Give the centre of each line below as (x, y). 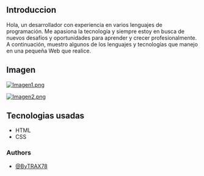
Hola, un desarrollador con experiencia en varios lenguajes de (85, 24)
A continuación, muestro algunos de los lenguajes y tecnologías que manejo (102, 44)
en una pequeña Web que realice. (49, 51)
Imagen (21, 70)
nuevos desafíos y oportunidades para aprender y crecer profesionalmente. (102, 38)
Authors (19, 153)
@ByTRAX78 (31, 166)
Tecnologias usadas (45, 116)
